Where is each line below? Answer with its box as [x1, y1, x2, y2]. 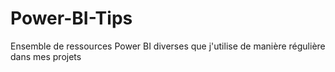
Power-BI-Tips [10, 7, 133, 30]
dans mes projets [10, 50, 82, 62]
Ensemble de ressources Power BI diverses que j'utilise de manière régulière [10, 40, 326, 52]
